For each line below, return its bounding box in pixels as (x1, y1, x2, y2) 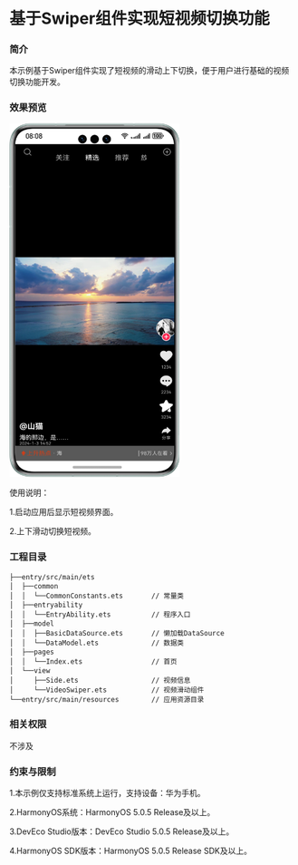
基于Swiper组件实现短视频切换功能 (9, 8, 270, 29)
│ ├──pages (9, 647, 54, 657)
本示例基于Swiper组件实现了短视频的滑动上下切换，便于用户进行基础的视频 (9, 65, 290, 76)
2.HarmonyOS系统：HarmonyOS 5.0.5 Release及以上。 (9, 807, 216, 818)
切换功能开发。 (9, 76, 65, 87)
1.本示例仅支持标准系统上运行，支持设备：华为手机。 (9, 788, 206, 799)
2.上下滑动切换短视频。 (9, 526, 97, 537)
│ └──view (9, 666, 51, 675)
